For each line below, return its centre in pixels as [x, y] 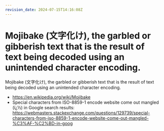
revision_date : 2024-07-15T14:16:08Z [44, 10]
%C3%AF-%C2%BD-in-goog [42, 123]
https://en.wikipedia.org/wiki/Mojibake [51, 97]
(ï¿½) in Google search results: [43, 107]
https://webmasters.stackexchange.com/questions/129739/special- [81, 113]
